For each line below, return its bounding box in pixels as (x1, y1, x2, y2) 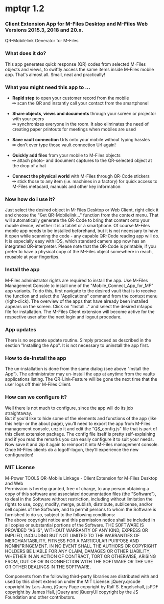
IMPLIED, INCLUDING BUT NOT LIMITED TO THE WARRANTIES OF (5, 532, 140, 538)
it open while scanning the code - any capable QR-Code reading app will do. (5, 233, 160, 239)
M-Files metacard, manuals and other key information (12, 184, 121, 189)
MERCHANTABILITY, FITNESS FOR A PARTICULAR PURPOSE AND (5, 538, 139, 544)
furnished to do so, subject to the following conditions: (5, 511, 115, 518)
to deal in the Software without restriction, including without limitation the (5, 496, 153, 502)
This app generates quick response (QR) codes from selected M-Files (5, 61, 146, 67)
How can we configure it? (5, 394, 67, 400)
